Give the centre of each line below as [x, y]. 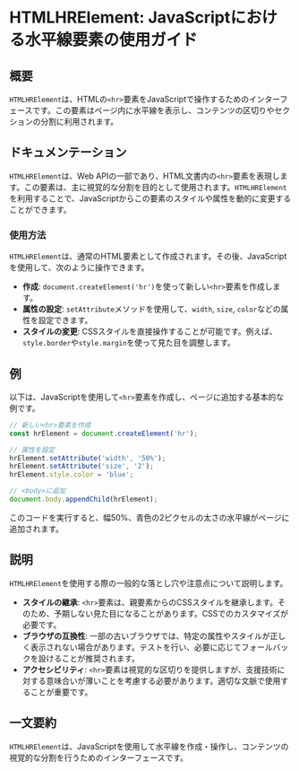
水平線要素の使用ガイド [112, 40]
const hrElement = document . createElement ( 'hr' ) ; [104, 434]
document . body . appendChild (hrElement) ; [84, 499]
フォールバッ [265, 647]
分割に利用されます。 [79, 122]
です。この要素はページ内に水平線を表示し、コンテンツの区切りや [154, 110]
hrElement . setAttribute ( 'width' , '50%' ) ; [88, 458]
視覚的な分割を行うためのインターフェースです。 [99, 758]
